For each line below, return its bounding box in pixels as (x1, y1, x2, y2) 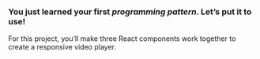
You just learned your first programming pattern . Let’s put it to (8, 6, 252, 17)
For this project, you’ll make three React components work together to (8, 34, 236, 43)
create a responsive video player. (8, 42, 116, 52)
